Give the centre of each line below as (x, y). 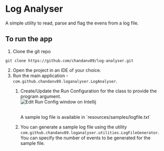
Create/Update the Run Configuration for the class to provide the (88, 91)
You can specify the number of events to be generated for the (85, 138)
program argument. (41, 96)
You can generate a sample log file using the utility (74, 127)
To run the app (29, 39)
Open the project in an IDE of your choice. (57, 70)
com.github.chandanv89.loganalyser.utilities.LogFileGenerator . (90, 132)
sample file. (32, 143)
